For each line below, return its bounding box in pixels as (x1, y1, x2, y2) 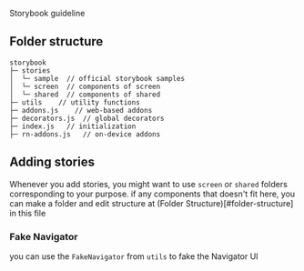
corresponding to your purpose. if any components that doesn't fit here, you (9, 188, 296, 199)
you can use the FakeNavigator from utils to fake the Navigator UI (9, 250, 258, 262)
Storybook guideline (9, 8, 86, 18)
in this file (9, 207, 46, 218)
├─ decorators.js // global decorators (9, 114, 166, 123)
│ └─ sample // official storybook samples (9, 74, 185, 83)
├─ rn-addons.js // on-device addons (9, 129, 161, 139)
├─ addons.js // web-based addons (9, 105, 153, 115)
